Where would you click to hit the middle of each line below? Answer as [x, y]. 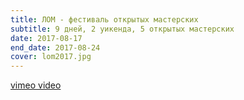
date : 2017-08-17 [46, 38]
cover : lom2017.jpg [51, 57]
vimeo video [36, 85]
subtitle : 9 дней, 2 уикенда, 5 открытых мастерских [122, 29]
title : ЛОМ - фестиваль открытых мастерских [104, 19]
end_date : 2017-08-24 [55, 47]
